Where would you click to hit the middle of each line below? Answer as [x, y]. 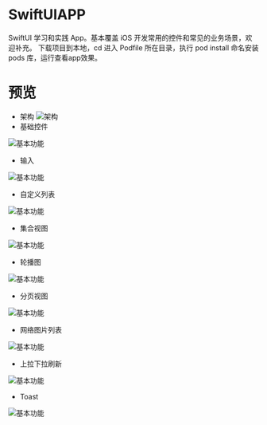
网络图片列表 [41, 329]
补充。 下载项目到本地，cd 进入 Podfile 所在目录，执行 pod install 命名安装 [137, 47]
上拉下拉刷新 [41, 364]
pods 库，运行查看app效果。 [55, 57]
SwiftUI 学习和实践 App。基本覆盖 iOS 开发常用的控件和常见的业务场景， [127, 37]
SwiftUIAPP [47, 15]
